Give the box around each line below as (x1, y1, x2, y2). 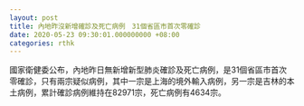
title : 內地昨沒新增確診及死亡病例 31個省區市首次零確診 (9, 22, 201, 31)
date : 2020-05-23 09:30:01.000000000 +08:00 (9, 30, 180, 39)
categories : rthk (9, 38, 75, 48)
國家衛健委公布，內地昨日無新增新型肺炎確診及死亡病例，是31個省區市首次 (9, 64, 288, 75)
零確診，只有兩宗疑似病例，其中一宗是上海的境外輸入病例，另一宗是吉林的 (9, 76, 287, 87)
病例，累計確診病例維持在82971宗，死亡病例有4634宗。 (16, 87, 226, 98)
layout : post (9, 13, 59, 23)
